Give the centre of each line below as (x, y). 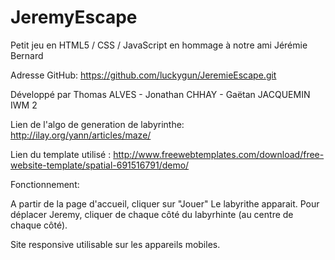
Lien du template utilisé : (61, 154)
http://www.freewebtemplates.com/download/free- (219, 154)
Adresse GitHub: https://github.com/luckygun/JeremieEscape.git (143, 75)
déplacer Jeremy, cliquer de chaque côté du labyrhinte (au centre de (152, 214)
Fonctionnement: (45, 184)
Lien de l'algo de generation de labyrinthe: (97, 124)
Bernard (27, 55)
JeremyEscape (74, 17)
